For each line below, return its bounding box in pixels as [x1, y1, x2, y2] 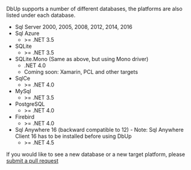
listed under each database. [6, 11, 76, 19]
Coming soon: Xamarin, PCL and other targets [23, 68, 139, 75]
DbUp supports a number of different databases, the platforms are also [6, 5, 183, 12]
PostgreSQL [14, 100, 45, 108]
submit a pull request [6, 157, 58, 164]
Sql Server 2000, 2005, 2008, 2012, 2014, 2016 [14, 24, 133, 30]
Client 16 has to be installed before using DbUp [14, 132, 132, 140]
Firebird [14, 113, 35, 120]
